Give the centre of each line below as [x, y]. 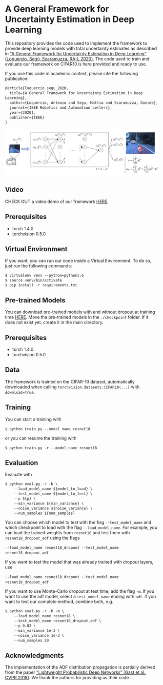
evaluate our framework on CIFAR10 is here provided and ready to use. [76, 64]
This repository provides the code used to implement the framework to [76, 43]
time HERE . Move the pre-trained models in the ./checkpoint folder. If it [77, 317]
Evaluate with [19, 475]
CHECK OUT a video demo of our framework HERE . [57, 201]
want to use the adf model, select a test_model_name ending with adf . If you [81, 597]
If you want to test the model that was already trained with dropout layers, [79, 562]
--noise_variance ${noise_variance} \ [53, 508]
